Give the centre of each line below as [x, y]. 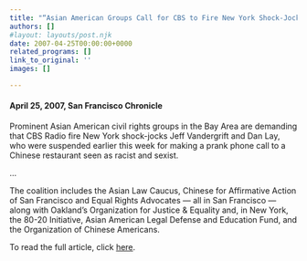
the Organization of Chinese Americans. [85, 230]
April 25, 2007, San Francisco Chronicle [86, 106]
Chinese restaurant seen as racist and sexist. [94, 155]
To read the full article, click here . [73, 247]
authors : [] [32, 26]
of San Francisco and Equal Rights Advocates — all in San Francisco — [143, 201]
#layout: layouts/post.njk [61, 35]
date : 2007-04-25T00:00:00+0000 [71, 43]
